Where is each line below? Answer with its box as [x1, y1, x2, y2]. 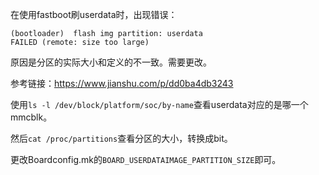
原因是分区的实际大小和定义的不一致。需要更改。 [10, 56, 212, 68]
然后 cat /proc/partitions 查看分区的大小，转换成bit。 [10, 133, 233, 144]
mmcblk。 [10, 111, 53, 123]
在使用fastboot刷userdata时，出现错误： [10, 9, 178, 20]
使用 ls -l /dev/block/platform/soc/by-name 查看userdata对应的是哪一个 [10, 99, 309, 110]
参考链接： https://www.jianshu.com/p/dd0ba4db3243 [10, 78, 234, 89]
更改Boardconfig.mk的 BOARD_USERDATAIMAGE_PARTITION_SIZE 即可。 [10, 154, 282, 165]
